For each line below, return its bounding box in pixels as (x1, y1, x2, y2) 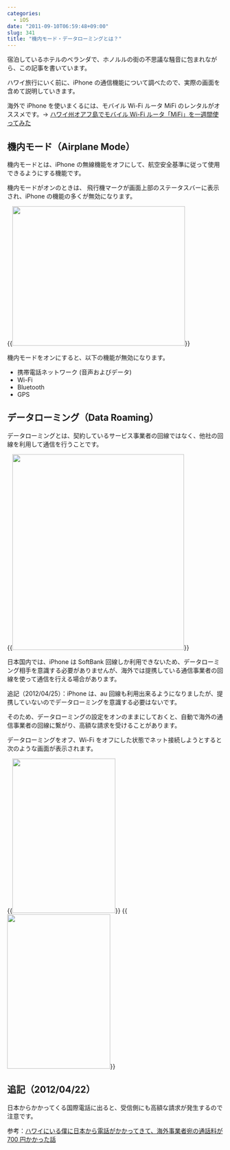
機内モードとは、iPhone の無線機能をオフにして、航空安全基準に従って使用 (7, 160, 220, 168)
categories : (7, 10, 41, 17)
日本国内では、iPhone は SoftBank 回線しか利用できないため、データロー (7, 657, 214, 666)
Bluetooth (16, 382, 45, 391)
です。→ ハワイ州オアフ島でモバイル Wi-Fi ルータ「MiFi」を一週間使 (25, 111, 219, 119)
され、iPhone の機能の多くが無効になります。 (7, 192, 137, 200)
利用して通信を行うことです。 (19, 440, 103, 448)
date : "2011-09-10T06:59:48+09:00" (7, 23, 109, 30)
